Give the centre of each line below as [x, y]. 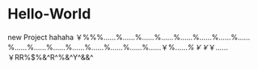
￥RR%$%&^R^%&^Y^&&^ [51, 57]
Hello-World [49, 14]
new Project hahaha [41, 37]
